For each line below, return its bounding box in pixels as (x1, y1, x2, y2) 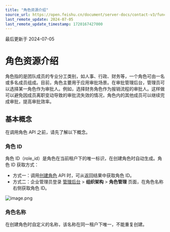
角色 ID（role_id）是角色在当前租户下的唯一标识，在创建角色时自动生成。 (5, 155, 158, 162)
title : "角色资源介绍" (5, 7, 49, 13)
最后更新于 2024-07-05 (5, 36, 55, 42)
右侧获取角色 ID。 (12, 185, 50, 191)
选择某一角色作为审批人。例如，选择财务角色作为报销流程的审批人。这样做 (9, 86, 165, 92)
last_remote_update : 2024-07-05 (5, 17, 73, 22)
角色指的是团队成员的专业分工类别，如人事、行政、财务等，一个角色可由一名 (5, 73, 165, 79)
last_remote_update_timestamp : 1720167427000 (5, 21, 103, 27)
